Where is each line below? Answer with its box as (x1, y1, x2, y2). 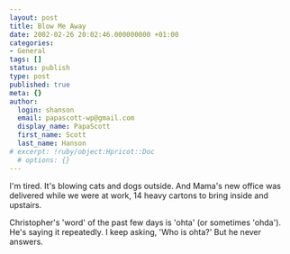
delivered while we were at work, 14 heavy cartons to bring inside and (9, 190, 268, 201)
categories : (9, 38, 54, 48)
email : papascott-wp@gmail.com (17, 113, 135, 122)
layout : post (9, 13, 59, 23)
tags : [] (9, 55, 42, 64)
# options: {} (17, 155, 70, 165)
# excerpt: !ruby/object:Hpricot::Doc (9, 147, 155, 156)
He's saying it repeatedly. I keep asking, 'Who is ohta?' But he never (9, 226, 262, 237)
